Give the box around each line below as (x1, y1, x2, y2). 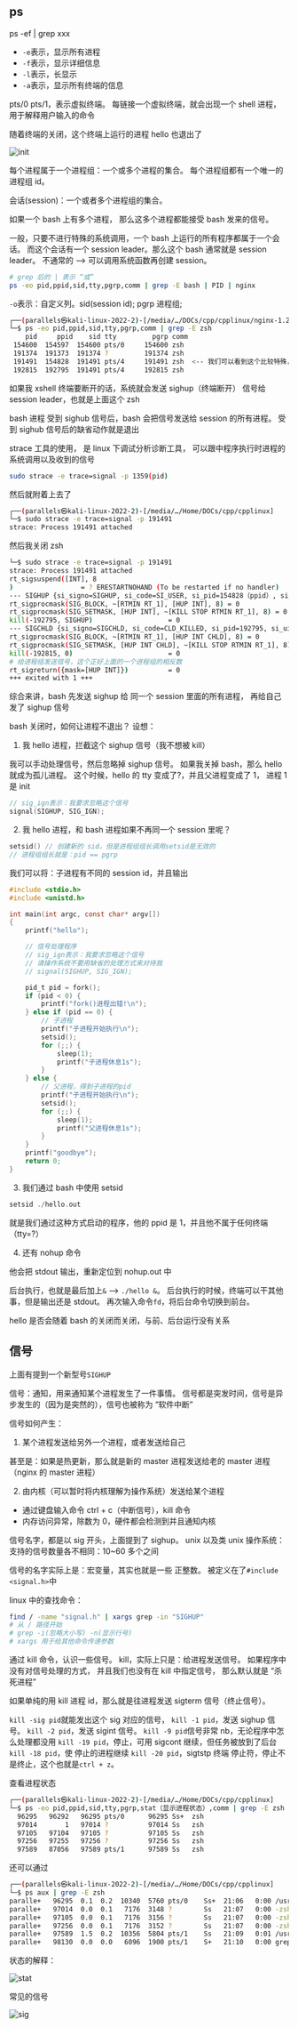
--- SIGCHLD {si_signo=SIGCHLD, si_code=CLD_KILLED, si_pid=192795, (9, 624, 268, 633)
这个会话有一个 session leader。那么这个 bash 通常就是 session (34, 244, 268, 254)
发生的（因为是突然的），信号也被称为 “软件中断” (16, 1398, 193, 1410)
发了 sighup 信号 (9, 702, 70, 712)
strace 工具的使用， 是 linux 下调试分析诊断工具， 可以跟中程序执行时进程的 (9, 442, 286, 454)
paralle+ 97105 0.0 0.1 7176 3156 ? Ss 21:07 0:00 (9, 1913, 272, 1922)
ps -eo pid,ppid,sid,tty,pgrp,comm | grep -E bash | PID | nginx (9, 281, 256, 290)
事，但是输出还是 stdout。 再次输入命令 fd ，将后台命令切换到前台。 (9, 1296, 255, 1307)
